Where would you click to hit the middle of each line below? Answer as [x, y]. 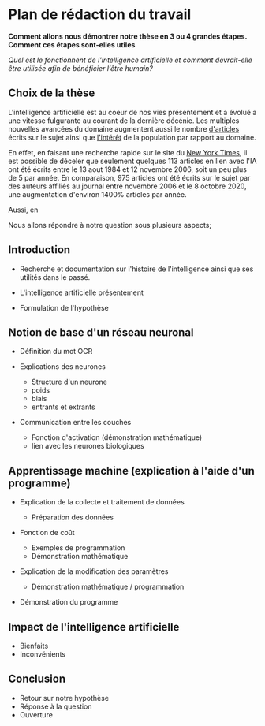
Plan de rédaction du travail [100, 15]
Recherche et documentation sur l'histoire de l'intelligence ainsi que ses [136, 269]
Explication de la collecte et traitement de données [102, 502]
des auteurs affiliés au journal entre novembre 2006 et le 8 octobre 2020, [127, 186]
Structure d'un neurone [69, 382]
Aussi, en [23, 210]
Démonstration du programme [69, 602]
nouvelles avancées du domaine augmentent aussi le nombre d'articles [124, 128]
